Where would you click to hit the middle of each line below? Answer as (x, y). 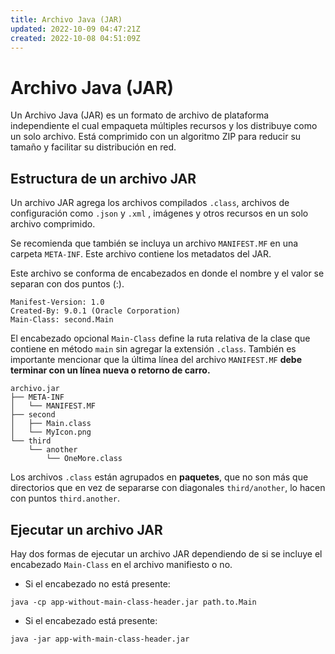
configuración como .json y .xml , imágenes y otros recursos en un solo (159, 213)
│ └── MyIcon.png (51, 432)
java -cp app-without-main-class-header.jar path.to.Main (133, 602)
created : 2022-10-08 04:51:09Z (75, 38)
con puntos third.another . (65, 498)
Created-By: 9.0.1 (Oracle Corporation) (96, 311)
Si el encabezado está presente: (91, 620)
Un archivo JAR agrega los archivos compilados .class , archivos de (150, 203)
